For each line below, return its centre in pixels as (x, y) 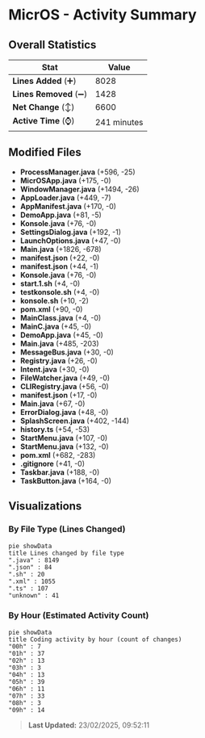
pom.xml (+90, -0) (51, 309)
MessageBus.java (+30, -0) (67, 352)
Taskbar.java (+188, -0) (60, 472)
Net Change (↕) (44, 107)
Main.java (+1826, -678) (61, 249)
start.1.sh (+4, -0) (50, 283)
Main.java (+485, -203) (59, 343)
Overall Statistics (52, 45)
